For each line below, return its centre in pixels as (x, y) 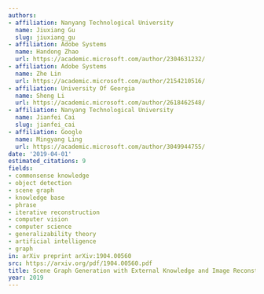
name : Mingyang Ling (49, 139)
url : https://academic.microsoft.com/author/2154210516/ (110, 81)
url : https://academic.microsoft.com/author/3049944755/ (110, 147)
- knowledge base (37, 198)
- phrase (22, 205)
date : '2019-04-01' (40, 154)
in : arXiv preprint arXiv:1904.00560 (70, 256)
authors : (22, 15)
